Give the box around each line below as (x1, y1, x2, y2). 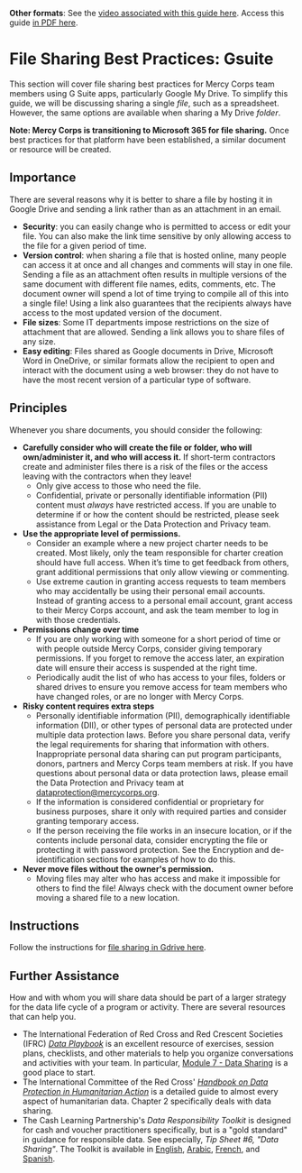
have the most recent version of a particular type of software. (22, 374, 252, 385)
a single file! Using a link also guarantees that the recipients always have (22, 298, 292, 308)
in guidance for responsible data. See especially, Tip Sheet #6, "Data (22, 1134, 279, 1145)
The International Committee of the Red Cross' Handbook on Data (22, 1077, 269, 1087)
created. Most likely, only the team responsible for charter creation (35, 547, 284, 558)
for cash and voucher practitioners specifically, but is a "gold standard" (22, 1124, 288, 1135)
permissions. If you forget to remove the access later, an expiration (35, 653, 285, 664)
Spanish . (22, 1153, 56, 1164)
